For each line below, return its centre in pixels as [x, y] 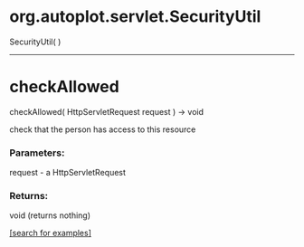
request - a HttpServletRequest [68, 173]
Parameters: [37, 153]
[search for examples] [51, 233]
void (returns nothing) [50, 215]
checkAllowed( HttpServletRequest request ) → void [107, 111]
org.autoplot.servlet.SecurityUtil [135, 17]
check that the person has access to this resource [103, 129]
